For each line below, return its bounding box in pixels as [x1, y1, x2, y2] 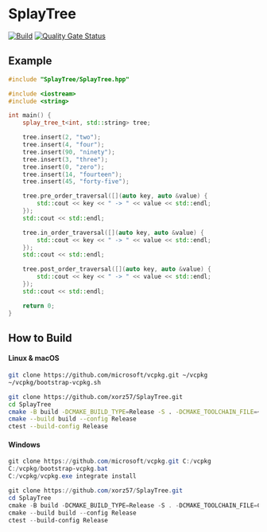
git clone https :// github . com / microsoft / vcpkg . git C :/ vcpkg [8, 457, 212, 466]
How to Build [8, 331, 73, 345]
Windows [8, 440, 41, 449]
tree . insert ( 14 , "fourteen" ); [22, 170, 123, 178]
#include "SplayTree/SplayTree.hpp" [8, 75, 130, 84]
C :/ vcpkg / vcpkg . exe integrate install [8, 472, 137, 480]
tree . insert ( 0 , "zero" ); [22, 162, 105, 171]
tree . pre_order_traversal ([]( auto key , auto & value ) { [22, 192, 208, 200]
